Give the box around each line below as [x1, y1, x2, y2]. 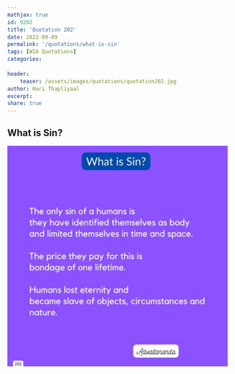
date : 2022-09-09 [7, 34, 58, 41]
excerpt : [7, 92, 33, 99]
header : [7, 70, 30, 77]
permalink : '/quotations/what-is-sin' [7, 41, 120, 48]
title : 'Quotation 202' [7, 26, 77, 33]
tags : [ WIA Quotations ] [7, 48, 77, 55]
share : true [7, 100, 42, 107]
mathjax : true [7, 11, 49, 18]
